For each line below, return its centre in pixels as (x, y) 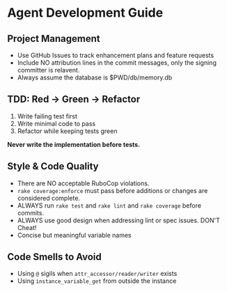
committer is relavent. (48, 70)
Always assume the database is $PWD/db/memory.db (95, 77)
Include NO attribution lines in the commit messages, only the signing (117, 63)
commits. (30, 213)
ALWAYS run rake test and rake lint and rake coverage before (109, 205)
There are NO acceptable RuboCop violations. (83, 183)
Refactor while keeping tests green (67, 131)
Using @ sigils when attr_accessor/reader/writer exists (97, 274)
